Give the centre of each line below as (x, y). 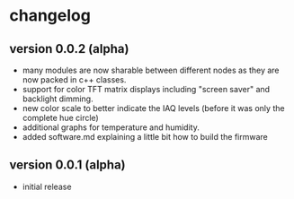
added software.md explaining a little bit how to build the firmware (145, 137)
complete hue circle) (60, 118)
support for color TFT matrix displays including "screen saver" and (146, 89)
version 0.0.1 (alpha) (67, 165)
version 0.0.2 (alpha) (69, 49)
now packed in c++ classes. (74, 80)
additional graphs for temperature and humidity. (111, 127)
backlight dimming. (58, 99)
